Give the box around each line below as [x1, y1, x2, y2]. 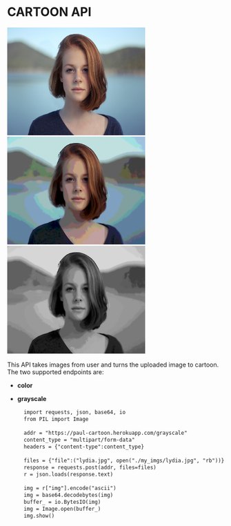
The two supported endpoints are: [7, 367, 105, 376]
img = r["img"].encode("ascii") [23, 485, 117, 491]
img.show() [23, 512, 55, 519]
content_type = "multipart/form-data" [23, 436, 135, 443]
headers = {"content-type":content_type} [23, 443, 145, 450]
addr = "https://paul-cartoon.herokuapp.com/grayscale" [23, 429, 188, 436]
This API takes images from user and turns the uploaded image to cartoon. [7, 360, 219, 369]
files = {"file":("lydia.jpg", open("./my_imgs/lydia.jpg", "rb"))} [23, 457, 225, 464]
